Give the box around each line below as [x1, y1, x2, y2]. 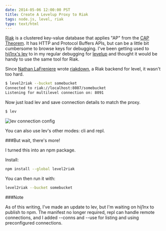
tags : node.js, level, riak [5, 16, 64, 21]
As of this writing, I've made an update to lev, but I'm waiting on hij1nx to [5, 203, 154, 210]
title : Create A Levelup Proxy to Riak [5, 12, 88, 17]
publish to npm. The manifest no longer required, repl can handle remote [5, 209, 155, 215]
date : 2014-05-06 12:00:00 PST [5, 7, 70, 12]
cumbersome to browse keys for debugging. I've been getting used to [5, 45, 149, 51]
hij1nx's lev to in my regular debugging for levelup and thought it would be [5, 51, 157, 57]
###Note [5, 194, 24, 200]
